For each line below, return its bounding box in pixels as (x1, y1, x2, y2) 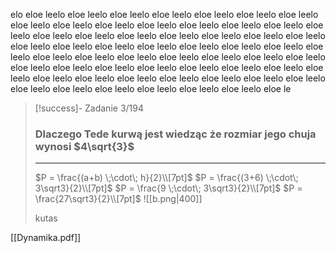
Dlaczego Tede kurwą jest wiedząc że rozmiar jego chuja (34, 127, 317, 141)
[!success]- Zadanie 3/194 (34, 102, 144, 114)
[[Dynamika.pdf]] (10, 232, 82, 244)
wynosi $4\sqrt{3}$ (34, 139, 135, 153)
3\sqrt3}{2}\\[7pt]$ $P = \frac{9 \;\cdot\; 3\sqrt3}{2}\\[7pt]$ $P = (34, 182, 303, 194)
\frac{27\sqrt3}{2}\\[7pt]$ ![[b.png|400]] (34, 193, 203, 205)
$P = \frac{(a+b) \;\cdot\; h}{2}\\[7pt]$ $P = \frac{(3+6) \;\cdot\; (34, 172, 299, 184)
